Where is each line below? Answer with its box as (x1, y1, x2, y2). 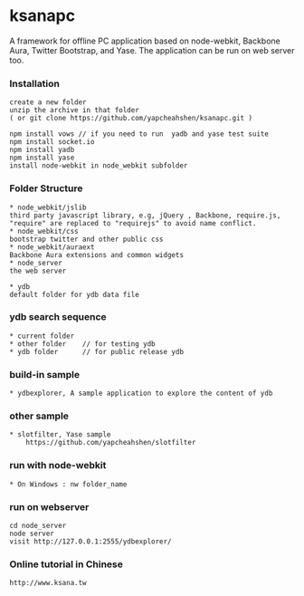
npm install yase (9, 153, 75, 163)
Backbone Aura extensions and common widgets (9, 250, 184, 259)
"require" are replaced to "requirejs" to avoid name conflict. (9, 218, 257, 227)
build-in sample (9, 368, 80, 380)
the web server (9, 266, 67, 275)
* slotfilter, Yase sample (9, 430, 111, 439)
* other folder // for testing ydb (9, 339, 156, 349)
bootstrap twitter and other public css (9, 235, 165, 244)
